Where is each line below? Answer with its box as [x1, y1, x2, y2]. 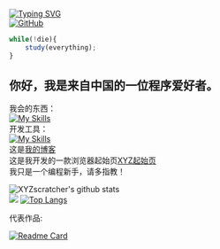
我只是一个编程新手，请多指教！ [9, 167, 125, 177]
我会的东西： [9, 103, 56, 114]
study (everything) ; [25, 43, 97, 52]
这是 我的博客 [9, 144, 56, 155]
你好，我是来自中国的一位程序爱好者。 [9, 78, 218, 93]
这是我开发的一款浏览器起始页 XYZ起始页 [9, 155, 156, 166]
